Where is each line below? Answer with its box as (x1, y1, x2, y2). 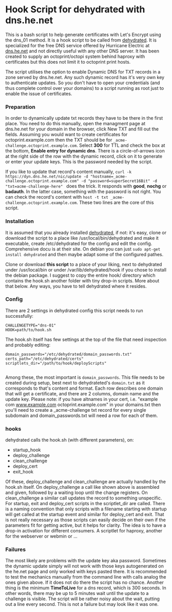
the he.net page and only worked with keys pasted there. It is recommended (5, 568, 167, 575)
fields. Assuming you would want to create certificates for (5, 131, 128, 138)
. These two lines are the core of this (76, 199, 154, 206)
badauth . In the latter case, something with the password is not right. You (5, 188, 161, 195)
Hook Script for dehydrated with (5, 4, 145, 15)
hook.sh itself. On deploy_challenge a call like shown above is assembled (5, 484, 160, 490)
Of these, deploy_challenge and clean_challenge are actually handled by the (5, 479, 166, 485)
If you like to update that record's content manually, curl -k (5, 168, 132, 175)
